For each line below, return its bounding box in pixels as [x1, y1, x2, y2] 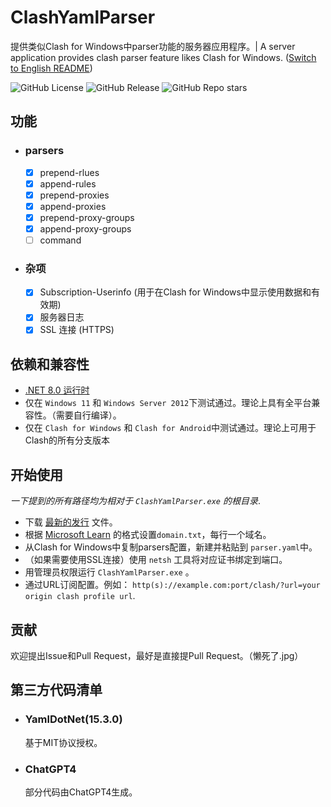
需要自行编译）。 [55, 409, 122, 421]
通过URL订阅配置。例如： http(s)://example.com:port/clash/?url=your [24, 579, 321, 591]
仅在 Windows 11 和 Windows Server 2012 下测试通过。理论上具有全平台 [24, 397, 312, 409]
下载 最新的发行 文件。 [24, 516, 118, 528]
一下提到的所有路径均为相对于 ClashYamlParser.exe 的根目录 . [10, 495, 261, 507]
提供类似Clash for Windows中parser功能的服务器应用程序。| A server [10, 40, 296, 52]
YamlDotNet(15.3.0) [24, 712, 123, 726]
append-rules [39, 177, 97, 190]
